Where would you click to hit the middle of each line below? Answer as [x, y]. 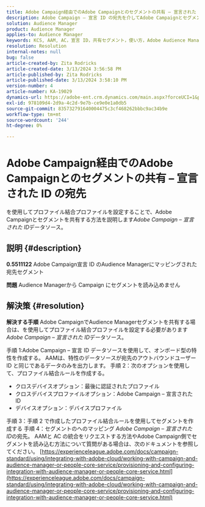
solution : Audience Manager [42, 23]
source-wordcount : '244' [38, 120]
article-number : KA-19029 [39, 92]
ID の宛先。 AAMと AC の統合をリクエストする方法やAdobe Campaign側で [99, 436]
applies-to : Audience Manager [45, 35]
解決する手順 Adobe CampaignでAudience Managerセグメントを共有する [98, 322]
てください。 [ [24, 451]
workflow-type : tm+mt [34, 114]
